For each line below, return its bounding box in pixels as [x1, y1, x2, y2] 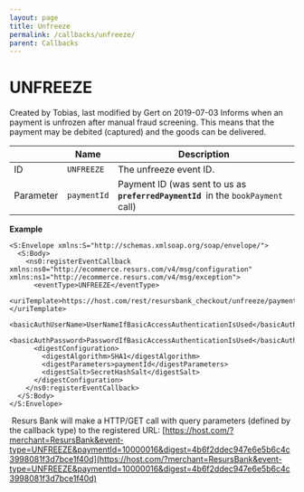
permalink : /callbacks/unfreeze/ [9, 30, 136, 39]
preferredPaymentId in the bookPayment [117, 189, 283, 202]
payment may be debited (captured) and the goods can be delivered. [9, 127, 267, 137]
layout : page [9, 13, 59, 23]
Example [9, 223, 43, 235]
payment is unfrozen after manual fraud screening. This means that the [9, 117, 274, 128]
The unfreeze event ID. [117, 164, 215, 176]
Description [177, 148, 231, 161]
